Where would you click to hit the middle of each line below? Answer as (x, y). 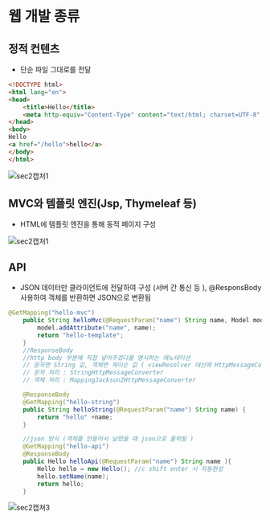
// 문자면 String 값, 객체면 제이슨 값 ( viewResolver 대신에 (117, 365)
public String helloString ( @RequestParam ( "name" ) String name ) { (135, 409)
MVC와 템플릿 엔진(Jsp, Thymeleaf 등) (102, 204)
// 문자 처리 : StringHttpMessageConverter (93, 373)
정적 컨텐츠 (34, 49)
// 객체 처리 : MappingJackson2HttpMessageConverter (110, 380)
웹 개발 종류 (44, 16)
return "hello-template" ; (81, 335)
